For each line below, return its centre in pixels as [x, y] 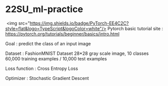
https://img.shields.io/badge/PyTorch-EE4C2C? [79, 23]
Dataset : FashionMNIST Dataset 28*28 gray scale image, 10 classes [77, 53]
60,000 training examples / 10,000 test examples [56, 58]
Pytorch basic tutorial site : [135, 28]
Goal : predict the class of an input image [48, 43]
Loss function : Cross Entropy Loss [42, 68]
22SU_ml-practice [44, 9]
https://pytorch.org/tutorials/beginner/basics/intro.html [62, 34]
